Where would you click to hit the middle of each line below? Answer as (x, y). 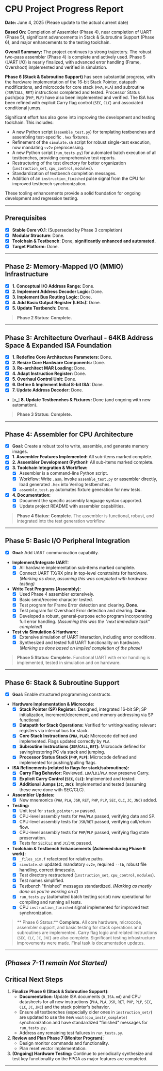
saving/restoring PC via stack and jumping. (62, 752)
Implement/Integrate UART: (41, 562)
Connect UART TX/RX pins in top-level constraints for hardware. (83, 573)
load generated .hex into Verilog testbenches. (65, 484)
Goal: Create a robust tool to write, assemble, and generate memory (80, 446)
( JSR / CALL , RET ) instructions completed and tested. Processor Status (73, 92)
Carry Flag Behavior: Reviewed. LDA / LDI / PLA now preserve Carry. (84, 773)
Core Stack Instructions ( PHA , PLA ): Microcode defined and (78, 736)
